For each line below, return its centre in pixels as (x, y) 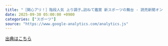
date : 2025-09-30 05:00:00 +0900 (40, 14)
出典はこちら (18, 38)
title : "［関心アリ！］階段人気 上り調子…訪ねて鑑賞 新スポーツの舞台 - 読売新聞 (80, 10)
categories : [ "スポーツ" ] (30, 19)
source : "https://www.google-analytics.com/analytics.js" (67, 24)
